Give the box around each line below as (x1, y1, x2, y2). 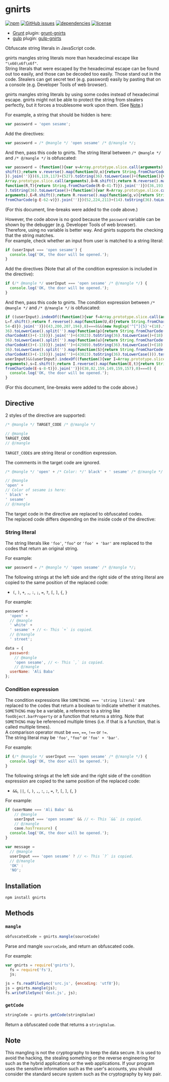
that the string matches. (5, 232, 55, 238)
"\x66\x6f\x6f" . (5, 60, 39, 66)
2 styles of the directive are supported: (5, 412, 86, 418)
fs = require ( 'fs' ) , (10, 967, 53, 972)
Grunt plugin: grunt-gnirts (12, 30, 66, 36)
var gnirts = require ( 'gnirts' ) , (5, 963, 75, 968)
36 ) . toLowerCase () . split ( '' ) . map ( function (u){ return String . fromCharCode (5, 338, 163, 343)
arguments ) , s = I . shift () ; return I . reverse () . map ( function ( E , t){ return (5, 361, 154, 366)
